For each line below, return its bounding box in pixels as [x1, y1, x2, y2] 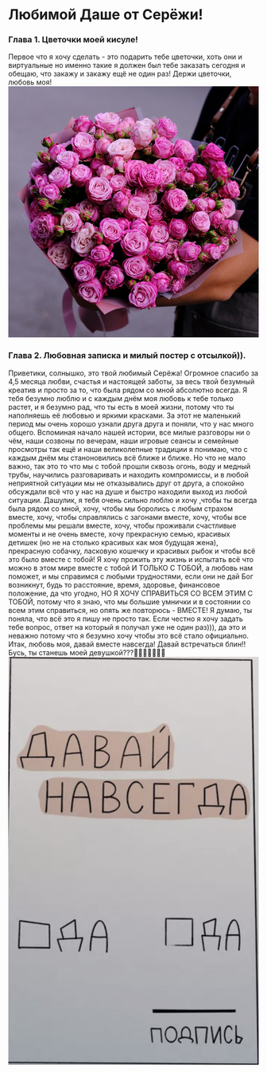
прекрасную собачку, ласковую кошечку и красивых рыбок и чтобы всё [8, 546, 256, 556]
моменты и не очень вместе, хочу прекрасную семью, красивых [8, 529, 230, 539]
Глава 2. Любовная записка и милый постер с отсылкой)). [8, 350, 246, 361]
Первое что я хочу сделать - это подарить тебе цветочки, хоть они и [8, 52, 242, 61]
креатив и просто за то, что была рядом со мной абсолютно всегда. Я [8, 385, 248, 395]
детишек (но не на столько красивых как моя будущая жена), [8, 537, 219, 547]
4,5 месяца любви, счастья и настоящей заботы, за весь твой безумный [8, 376, 255, 386]
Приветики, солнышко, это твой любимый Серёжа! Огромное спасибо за [8, 368, 259, 378]
